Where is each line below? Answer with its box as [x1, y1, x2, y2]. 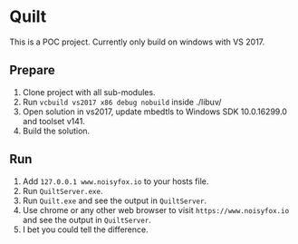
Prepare [9, 63, 56, 78]
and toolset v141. [22, 115, 86, 126]
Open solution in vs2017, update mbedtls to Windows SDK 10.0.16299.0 [22, 106, 288, 117]
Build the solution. [22, 125, 91, 136]
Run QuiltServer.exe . [22, 185, 103, 196]
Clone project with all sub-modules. [22, 86, 156, 97]
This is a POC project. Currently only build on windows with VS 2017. [9, 36, 265, 47]
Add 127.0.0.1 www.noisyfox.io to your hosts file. [22, 175, 209, 187]
